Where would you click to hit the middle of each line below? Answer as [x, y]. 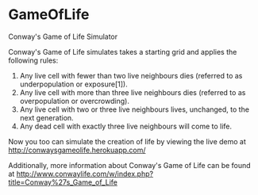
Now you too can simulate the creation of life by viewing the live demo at [127, 141]
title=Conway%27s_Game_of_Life [63, 182]
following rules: [33, 60]
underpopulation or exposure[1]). [74, 84]
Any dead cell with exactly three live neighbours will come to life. [126, 126]
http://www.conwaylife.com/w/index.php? [85, 174]
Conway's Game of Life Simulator [63, 36]
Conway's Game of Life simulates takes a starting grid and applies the [123, 52]
